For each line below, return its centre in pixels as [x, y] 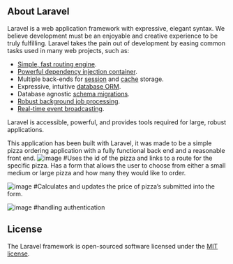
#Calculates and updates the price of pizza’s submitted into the [124, 186]
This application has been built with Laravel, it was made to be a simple [110, 143]
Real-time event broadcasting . [61, 108]
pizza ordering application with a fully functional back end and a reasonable [116, 150]
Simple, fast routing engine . [57, 64]
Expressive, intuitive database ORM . [69, 86]
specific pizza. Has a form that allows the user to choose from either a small [116, 165]
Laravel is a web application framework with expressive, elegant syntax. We [116, 28]
